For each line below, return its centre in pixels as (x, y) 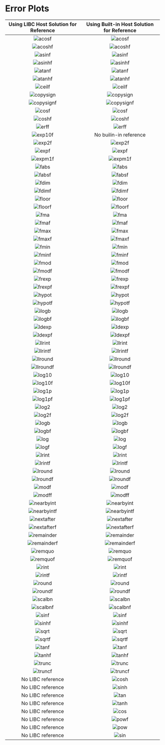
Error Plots (27, 9)
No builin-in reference (120, 135)
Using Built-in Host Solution (120, 24)
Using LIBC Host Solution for (43, 24)
